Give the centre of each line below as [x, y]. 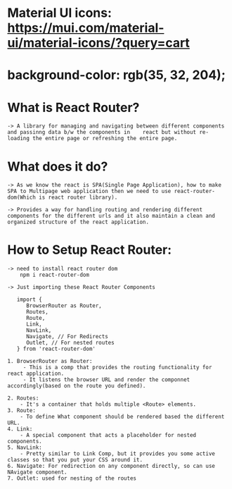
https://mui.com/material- [86, 28]
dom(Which [22, 198]
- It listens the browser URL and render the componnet [107, 380]
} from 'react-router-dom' [56, 349]
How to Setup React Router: [90, 250]
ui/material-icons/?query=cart [98, 43]
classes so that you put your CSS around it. [75, 460]
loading [19, 139]
